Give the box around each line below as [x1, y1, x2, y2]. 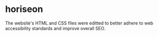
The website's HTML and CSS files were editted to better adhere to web [5, 20, 153, 26]
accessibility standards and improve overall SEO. [5, 25, 106, 31]
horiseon [5, 3, 43, 15]
